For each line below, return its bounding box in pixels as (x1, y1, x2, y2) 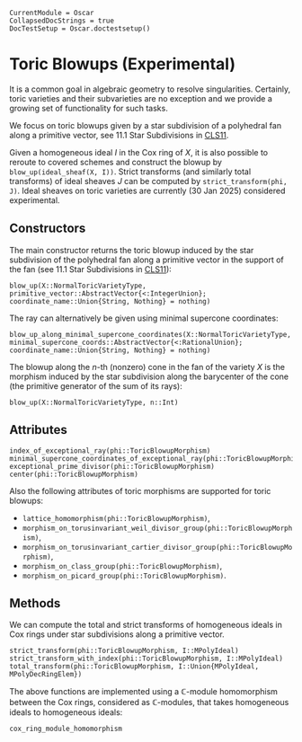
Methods (9, 596, 61, 611)
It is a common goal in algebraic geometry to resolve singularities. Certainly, (9, 84, 291, 94)
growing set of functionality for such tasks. (9, 102, 168, 113)
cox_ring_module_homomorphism (9, 724, 123, 734)
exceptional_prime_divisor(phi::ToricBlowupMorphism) (9, 462, 216, 471)
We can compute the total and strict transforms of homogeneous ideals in (9, 620, 283, 631)
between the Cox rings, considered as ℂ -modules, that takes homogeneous (9, 697, 289, 708)
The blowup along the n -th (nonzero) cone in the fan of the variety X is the (9, 361, 286, 372)
